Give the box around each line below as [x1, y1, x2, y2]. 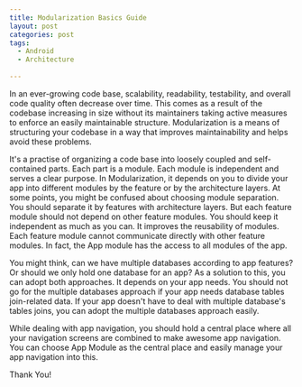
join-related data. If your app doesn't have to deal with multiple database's [9, 295, 286, 307]
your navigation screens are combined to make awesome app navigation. [9, 332, 281, 343]
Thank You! [9, 369, 52, 380]
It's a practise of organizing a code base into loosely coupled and [9, 153, 252, 164]
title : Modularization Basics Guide [9, 13, 147, 23]
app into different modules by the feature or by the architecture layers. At [9, 182, 281, 193]
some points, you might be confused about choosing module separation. [9, 191, 279, 203]
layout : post [9, 22, 59, 31]
